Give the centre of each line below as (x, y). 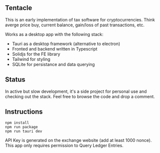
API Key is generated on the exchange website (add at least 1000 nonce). (79, 140)
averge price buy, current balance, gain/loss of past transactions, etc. (75, 25)
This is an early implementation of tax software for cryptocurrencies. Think (80, 19)
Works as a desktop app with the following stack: (54, 34)
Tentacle (19, 8)
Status (15, 80)
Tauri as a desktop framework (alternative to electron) (66, 44)
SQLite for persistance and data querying (53, 64)
